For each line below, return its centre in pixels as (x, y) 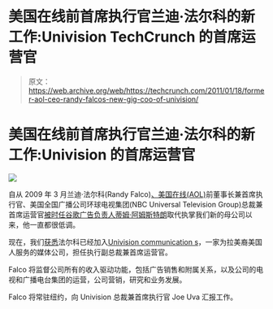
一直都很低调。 (54, 224)
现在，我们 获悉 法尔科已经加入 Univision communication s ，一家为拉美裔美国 (135, 242)
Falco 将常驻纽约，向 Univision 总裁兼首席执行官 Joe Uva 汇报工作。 (123, 297)
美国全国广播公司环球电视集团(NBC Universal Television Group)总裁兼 (146, 204)
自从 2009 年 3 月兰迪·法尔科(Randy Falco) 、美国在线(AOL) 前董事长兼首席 (132, 194)
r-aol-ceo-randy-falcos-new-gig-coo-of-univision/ (113, 99)
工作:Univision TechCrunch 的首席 (125, 37)
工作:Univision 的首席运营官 (102, 155)
